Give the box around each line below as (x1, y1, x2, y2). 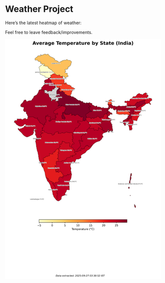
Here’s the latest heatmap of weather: (5, 20, 82, 26)
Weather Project (5, 3, 74, 15)
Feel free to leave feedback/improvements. (5, 29, 93, 35)
